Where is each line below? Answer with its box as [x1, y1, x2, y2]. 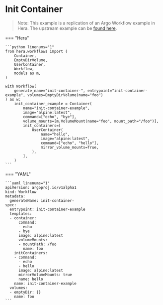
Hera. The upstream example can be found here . [17, 25, 117, 31]
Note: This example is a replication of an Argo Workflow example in [17, 20, 155, 26]
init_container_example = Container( [14, 101, 92, 106]
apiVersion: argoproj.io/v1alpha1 [5, 185, 77, 190]
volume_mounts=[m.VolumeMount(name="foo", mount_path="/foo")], [23, 119, 159, 124]
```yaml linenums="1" [5, 180, 50, 185]
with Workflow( [5, 84, 37, 89]
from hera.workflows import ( [5, 49, 68, 54]
